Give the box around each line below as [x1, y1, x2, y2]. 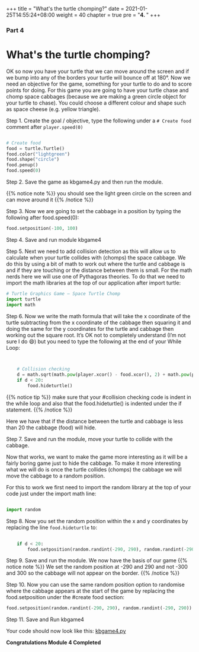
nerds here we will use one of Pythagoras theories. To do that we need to [6, 273, 185, 280]
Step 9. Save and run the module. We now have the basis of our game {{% [6, 557, 188, 564]
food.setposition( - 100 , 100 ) [6, 226, 78, 232]
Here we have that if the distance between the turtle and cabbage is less [6, 417, 184, 425]
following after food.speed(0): [6, 214, 79, 221]
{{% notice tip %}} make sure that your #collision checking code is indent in [6, 393, 191, 400]
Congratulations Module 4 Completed [6, 639, 101, 646]
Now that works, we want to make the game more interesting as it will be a [6, 453, 188, 460]
